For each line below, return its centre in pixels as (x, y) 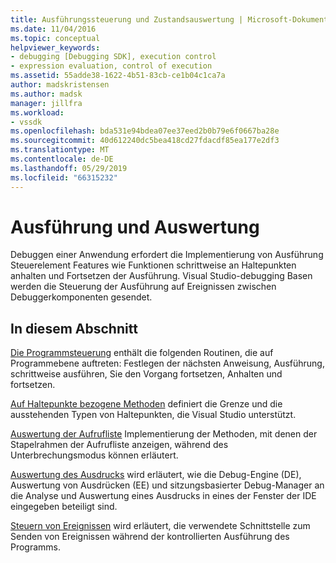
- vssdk (26, 122)
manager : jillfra (46, 103)
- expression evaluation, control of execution (111, 66)
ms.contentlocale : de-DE (62, 159)
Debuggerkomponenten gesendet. (81, 297)
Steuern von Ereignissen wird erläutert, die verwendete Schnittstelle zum (160, 526)
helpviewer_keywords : (55, 47)
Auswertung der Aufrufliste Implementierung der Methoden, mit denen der (164, 434)
